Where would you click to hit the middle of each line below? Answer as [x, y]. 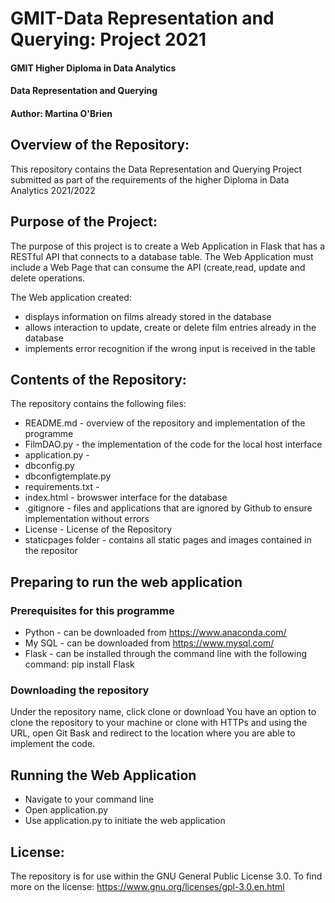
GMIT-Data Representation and [142, 18]
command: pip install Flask [79, 664]
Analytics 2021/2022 [53, 190]
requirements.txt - [62, 487]
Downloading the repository [80, 690]
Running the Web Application [103, 775]
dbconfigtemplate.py [68, 476]
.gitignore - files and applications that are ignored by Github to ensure [168, 508]
